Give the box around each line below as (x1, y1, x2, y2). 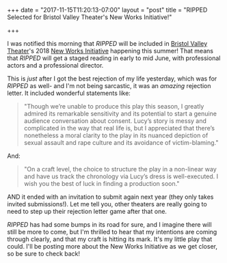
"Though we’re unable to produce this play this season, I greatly (23, 102, 204, 110)
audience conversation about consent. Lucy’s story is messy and (23, 117, 207, 125)
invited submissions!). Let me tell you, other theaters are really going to (7, 200, 207, 208)
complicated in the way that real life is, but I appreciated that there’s (23, 124, 215, 132)
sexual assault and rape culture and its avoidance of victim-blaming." (23, 139, 219, 146)
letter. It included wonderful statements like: (7, 89, 131, 97)
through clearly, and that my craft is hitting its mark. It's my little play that (7, 235, 213, 243)
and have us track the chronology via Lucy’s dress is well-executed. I (23, 172, 219, 180)
